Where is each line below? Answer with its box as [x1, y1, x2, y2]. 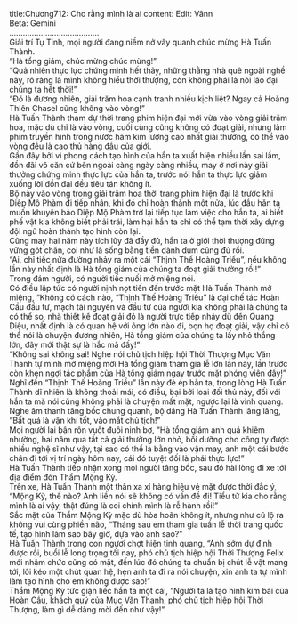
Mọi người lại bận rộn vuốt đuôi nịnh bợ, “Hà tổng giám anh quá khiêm [9, 425, 265, 435]
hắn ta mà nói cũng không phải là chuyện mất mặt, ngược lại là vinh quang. [9, 396, 284, 407]
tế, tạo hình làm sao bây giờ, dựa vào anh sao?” [9, 529, 183, 539]
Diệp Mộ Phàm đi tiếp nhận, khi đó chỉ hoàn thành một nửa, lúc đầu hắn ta [9, 198, 281, 208]
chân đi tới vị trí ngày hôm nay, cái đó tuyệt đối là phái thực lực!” [9, 453, 245, 463]
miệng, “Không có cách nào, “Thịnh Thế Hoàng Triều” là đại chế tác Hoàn [9, 292, 280, 303]
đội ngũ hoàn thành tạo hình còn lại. [9, 226, 141, 236]
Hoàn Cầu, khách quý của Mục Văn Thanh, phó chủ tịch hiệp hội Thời [9, 595, 264, 605]
